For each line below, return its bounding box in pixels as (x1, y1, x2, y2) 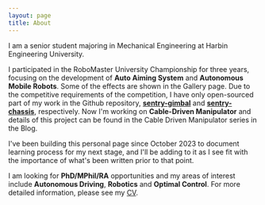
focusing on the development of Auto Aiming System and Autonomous (8, 73, 244, 82)
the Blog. (8, 123, 38, 133)
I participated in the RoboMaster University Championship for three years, (8, 64, 250, 74)
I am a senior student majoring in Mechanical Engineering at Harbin (8, 40, 229, 50)
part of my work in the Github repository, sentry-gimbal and (8, 98, 205, 108)
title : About (8, 19, 52, 27)
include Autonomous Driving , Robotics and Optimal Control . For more (8, 179, 240, 188)
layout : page (8, 11, 52, 20)
